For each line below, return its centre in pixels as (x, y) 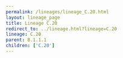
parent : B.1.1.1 (26, 40)
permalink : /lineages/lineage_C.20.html (58, 12)
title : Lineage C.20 (32, 23)
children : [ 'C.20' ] (30, 46)
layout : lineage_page (33, 18)
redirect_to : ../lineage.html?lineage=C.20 (62, 29)
